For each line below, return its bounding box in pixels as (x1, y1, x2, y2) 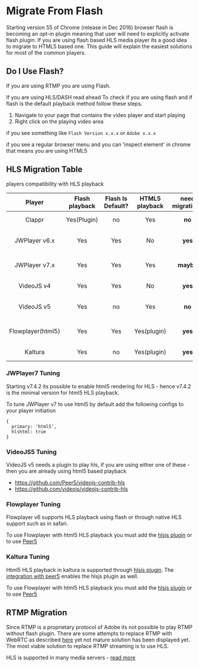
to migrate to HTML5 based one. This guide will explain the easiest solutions (6, 43, 192, 50)
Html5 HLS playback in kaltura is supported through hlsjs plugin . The (6, 566, 174, 573)
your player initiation (6, 407, 56, 414)
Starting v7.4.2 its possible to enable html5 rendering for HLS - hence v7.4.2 (6, 382, 191, 390)
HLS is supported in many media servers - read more (6, 654, 136, 661)
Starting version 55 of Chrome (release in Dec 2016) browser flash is (6, 24, 174, 31)
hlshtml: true (11, 429, 46, 435)
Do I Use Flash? (6, 67, 64, 77)
